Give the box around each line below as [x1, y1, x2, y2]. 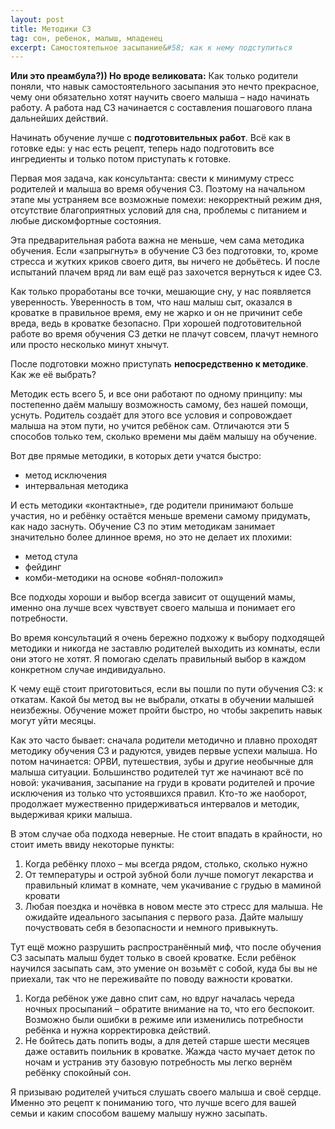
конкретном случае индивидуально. [10, 664, 167, 676]
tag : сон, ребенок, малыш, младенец [10, 33, 163, 43]
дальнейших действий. [10, 112, 109, 125]
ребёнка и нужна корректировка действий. [24, 1024, 212, 1036]
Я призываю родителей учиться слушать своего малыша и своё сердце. [10, 1086, 322, 1098]
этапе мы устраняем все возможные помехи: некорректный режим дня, [10, 194, 323, 206]
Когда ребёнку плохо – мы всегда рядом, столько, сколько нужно [24, 858, 308, 870]
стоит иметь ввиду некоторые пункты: [10, 839, 175, 851]
